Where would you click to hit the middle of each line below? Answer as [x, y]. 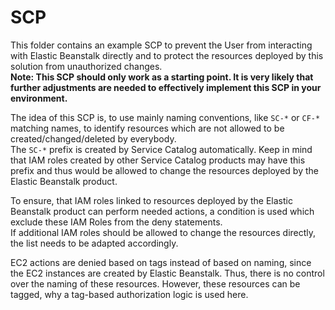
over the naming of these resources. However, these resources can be [155, 283]
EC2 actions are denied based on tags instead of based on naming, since [161, 262]
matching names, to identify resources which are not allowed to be [147, 128]
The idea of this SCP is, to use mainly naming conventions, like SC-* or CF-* [165, 117]
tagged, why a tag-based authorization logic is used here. [129, 294]
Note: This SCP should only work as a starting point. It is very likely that [162, 77]
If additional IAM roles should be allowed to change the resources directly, [163, 232]
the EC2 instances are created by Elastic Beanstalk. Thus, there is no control [167, 273]
